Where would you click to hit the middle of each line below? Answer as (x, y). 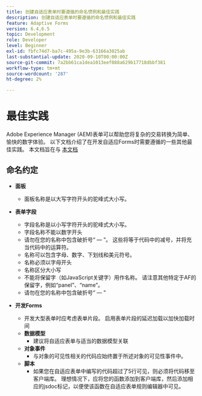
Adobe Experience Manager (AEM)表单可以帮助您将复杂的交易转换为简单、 (99, 134)
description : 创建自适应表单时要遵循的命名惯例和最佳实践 (71, 18)
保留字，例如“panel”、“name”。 (64, 285)
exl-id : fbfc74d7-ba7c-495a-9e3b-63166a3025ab (66, 51)
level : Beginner (27, 46)
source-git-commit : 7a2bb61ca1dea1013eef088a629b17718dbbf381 (86, 62)
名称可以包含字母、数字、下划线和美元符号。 (80, 255)
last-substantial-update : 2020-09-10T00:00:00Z (67, 57)
